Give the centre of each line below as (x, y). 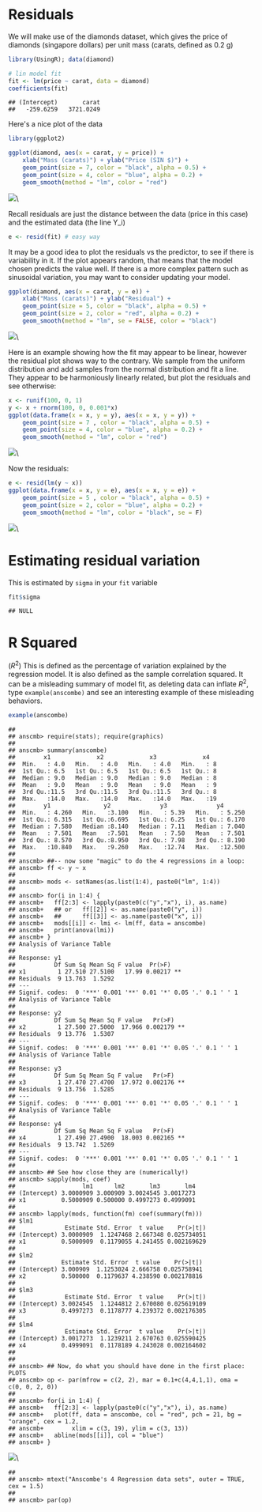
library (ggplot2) (37, 139)
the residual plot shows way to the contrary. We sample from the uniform (127, 361)
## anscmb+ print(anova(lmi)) (61, 930)
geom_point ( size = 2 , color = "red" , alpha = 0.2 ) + (111, 314)
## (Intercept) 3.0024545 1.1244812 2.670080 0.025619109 (107, 1304)
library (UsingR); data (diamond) (61, 59)
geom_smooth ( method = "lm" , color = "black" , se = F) (112, 512)
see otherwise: (32, 386)
